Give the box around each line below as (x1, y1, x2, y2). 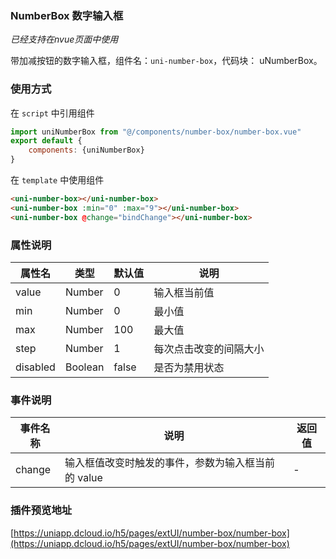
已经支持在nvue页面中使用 (10, 33, 119, 46)
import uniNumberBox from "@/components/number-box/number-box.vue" (10, 127, 302, 137)
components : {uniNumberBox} (28, 145, 145, 156)
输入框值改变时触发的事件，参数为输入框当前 (64, 456, 275, 470)
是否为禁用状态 (153, 361, 225, 375)
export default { (10, 136, 83, 146)
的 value (64, 471, 103, 485)
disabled (15, 360, 56, 374)
